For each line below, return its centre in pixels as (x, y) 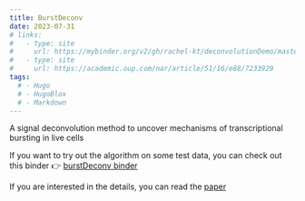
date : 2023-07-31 (42, 26)
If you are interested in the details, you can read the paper (118, 186)
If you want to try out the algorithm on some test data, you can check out (146, 156)
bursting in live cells (47, 138)
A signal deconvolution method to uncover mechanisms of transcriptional (146, 128)
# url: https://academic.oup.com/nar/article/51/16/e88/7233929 (142, 69)
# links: (26, 35)
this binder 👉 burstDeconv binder (74, 166)
